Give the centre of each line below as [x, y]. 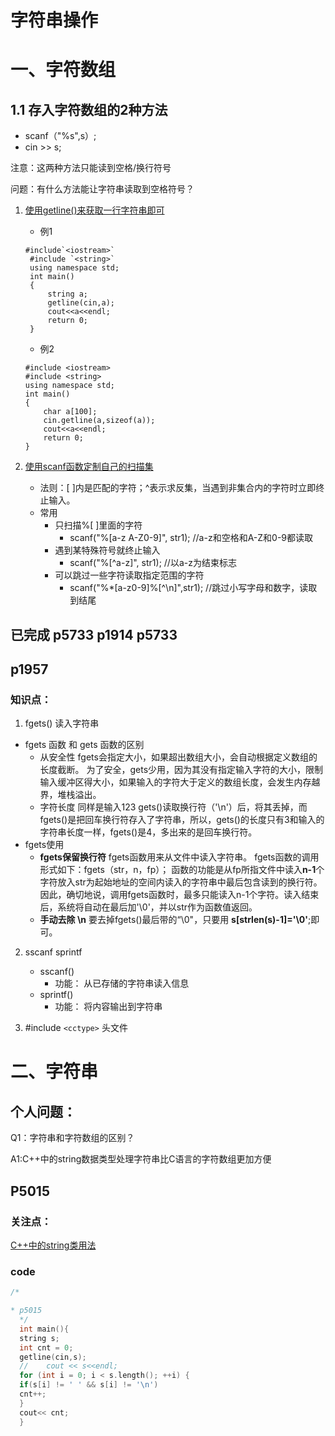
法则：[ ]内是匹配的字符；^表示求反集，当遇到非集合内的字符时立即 [178, 488]
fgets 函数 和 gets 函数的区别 [84, 745]
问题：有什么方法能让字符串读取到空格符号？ [102, 189]
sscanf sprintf [53, 952]
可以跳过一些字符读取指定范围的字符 [129, 575]
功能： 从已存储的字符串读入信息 [122, 983]
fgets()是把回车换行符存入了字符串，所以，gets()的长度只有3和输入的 [182, 820]
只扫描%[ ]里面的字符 [98, 525]
